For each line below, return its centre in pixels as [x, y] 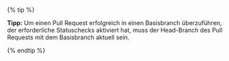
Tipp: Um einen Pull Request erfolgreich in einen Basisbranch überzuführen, [114, 23]
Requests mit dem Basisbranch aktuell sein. [68, 37]
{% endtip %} [26, 50]
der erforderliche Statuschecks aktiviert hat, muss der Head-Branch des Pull [115, 30]
